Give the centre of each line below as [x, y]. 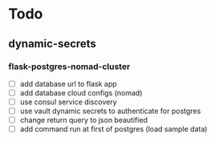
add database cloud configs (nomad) [81, 92]
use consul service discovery [69, 102]
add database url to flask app [69, 83]
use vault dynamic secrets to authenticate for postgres [110, 111]
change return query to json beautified [84, 120]
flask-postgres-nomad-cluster [69, 67]
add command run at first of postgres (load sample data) [114, 129]
